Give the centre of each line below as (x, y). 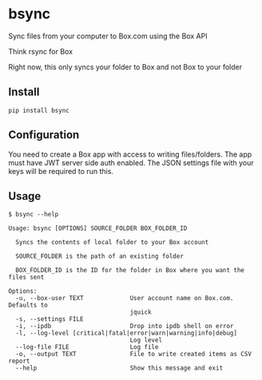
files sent (26, 277)
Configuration (44, 135)
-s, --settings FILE (50, 319)
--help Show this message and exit (119, 368)
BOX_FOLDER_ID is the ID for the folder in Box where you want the (130, 271)
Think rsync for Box (41, 51)
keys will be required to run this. (61, 171)
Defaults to (28, 305)
